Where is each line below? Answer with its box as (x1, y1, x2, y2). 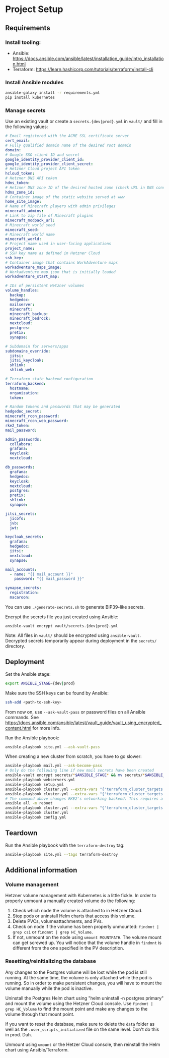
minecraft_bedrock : (10, 316, 51, 321)
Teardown (5, 829, 38, 838)
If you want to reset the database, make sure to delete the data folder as (5, 1021, 155, 1027)
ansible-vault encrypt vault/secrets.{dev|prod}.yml (5, 623, 118, 628)
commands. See (5, 714, 39, 720)
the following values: (5, 124, 48, 130)
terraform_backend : (5, 381, 46, 386)
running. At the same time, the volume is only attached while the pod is (5, 974, 152, 980)
